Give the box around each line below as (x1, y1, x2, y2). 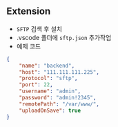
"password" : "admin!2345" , (19, 95, 97, 101)
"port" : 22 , (19, 81, 53, 88)
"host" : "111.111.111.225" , (19, 68, 99, 75)
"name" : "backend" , (19, 62, 75, 69)
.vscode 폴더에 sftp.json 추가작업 (16, 33, 112, 41)
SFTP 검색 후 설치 (16, 24, 63, 33)
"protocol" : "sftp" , (19, 75, 78, 82)
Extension (6, 6, 51, 17)
